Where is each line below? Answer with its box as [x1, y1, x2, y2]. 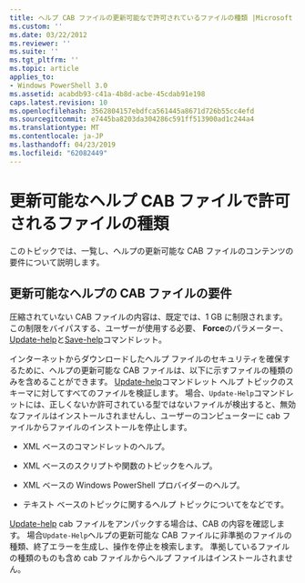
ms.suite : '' [9, 47, 59, 56]
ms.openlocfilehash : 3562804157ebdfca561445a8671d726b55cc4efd [9, 106, 255, 116]
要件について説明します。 [9, 256, 105, 267]
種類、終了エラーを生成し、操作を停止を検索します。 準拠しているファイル [9, 541, 290, 552]
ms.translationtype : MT [9, 124, 100, 133]
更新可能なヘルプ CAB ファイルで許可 [9, 190, 290, 211]
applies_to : [9, 73, 55, 82]
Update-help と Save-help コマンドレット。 [9, 334, 167, 346]
